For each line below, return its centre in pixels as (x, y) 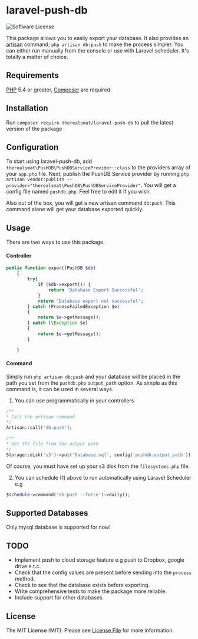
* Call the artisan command (41, 417)
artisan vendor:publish (35, 180)
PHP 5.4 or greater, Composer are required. (59, 90)
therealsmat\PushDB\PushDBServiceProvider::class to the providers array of (98, 168)
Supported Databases (47, 513)
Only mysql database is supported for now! (58, 527)
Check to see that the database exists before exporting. (82, 585)
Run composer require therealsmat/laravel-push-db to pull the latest (90, 122)
